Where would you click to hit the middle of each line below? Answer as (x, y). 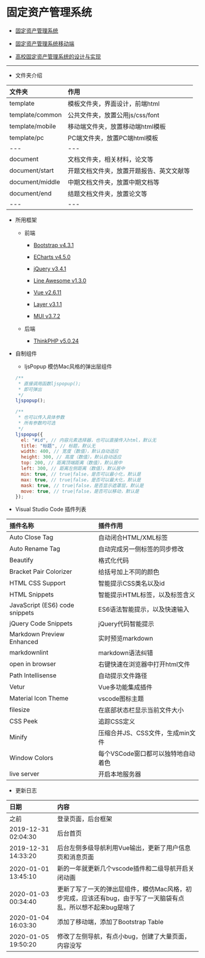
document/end (31, 193)
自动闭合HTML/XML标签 (133, 538)
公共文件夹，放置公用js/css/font (114, 115)
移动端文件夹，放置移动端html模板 (117, 126)
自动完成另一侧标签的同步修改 (141, 549)
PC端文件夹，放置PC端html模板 (113, 138)
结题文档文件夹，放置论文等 (108, 194)
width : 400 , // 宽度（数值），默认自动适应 (70, 452)
